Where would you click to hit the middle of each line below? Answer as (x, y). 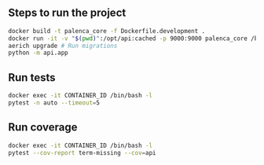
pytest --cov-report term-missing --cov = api (82, 152)
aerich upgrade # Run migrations (63, 46)
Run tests (32, 77)
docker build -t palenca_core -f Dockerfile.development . (107, 31)
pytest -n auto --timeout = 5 (54, 103)
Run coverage (43, 128)
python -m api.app (38, 53)
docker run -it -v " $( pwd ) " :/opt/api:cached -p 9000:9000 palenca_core (128, 38)
